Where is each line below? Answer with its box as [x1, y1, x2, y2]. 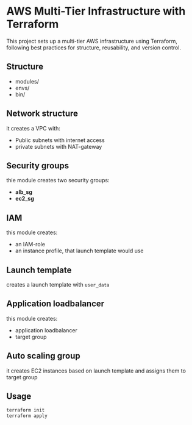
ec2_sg [15, 195, 35, 202]
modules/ [15, 77, 40, 85]
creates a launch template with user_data [6, 281, 110, 288]
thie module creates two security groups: [6, 177, 110, 184]
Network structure [6, 109, 78, 119]
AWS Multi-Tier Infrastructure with [6, 4, 186, 18]
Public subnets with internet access [15, 136, 105, 144]
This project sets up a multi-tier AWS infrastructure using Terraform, [6, 37, 178, 45]
